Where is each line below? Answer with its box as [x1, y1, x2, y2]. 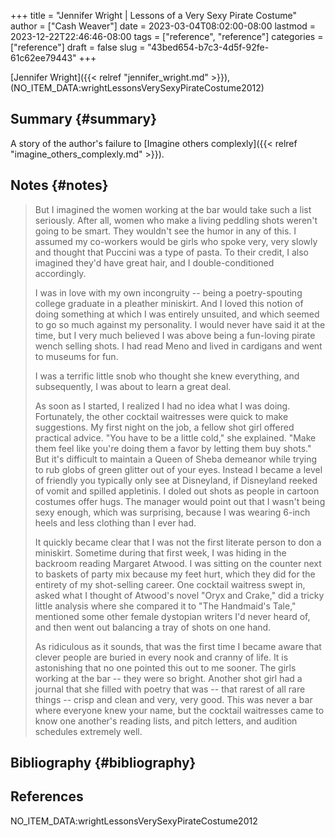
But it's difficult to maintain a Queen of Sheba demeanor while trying [34, 453, 318, 465]
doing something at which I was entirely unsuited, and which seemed [34, 308, 320, 320]
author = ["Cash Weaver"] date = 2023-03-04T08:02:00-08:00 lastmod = [10, 20, 317, 32]
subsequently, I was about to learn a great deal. [34, 380, 232, 392]
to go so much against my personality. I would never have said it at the [34, 318, 326, 330]
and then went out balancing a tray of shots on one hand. [34, 621, 272, 633]
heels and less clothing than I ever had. [34, 516, 197, 529]
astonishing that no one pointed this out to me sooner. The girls [34, 661, 297, 674]
